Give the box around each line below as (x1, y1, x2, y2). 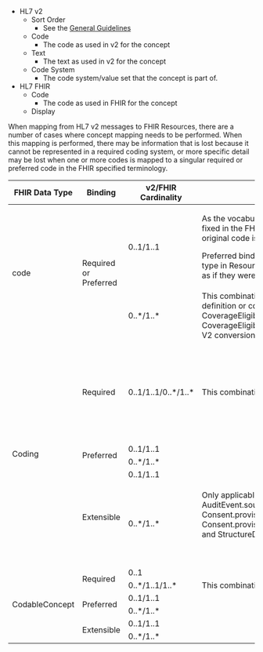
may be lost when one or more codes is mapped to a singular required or (8, 155, 243, 164)
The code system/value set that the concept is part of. (42, 74, 218, 82)
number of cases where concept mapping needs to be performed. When (8, 130, 243, 140)
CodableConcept (12, 599, 75, 610)
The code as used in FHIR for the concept (42, 98, 178, 107)
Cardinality (139, 192, 182, 202)
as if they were (201, 270, 256, 281)
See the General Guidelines (42, 24, 131, 32)
